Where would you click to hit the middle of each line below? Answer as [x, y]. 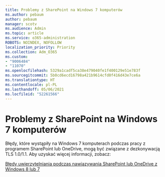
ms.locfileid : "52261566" [32, 94]
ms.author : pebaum [24, 15]
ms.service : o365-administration [40, 38]
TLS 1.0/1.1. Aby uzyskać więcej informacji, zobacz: [58, 154]
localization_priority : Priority [40, 47]
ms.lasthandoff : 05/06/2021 [35, 89]
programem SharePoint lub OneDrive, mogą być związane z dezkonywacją [82, 149]
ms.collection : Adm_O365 [31, 52]
